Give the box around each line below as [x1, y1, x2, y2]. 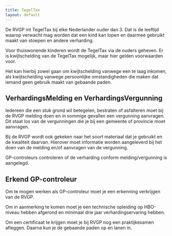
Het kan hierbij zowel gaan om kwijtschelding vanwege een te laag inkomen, [5, 68, 167, 74]
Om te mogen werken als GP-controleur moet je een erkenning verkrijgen [5, 188, 161, 195]
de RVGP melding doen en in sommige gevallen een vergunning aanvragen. [5, 113, 165, 119]
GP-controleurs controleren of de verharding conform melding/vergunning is [5, 154, 167, 161]
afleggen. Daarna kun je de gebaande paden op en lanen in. [5, 225, 132, 231]
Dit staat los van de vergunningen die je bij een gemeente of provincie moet [5, 119, 165, 125]
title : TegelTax [5, 7, 40, 13]
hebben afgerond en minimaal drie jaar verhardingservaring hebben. [20, 209, 165, 215]
